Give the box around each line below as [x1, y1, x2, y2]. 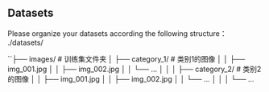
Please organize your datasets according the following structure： [7, 28, 227, 38]
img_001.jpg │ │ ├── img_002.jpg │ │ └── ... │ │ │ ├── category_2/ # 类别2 [7, 64, 262, 74]
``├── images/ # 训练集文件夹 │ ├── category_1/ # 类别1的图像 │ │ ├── [7, 54, 246, 63]
